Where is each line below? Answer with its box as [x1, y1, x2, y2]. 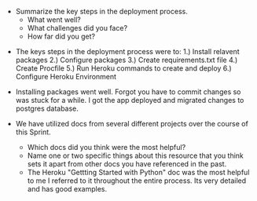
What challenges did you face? [27, 24, 128, 32]
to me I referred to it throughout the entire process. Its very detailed [27, 176, 247, 185]
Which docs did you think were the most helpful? [27, 143, 186, 152]
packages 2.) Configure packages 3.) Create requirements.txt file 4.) [15, 55, 238, 64]
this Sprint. [15, 127, 51, 137]
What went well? [27, 15, 81, 24]
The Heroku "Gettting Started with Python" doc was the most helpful [27, 168, 250, 177]
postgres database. [15, 104, 79, 113]
